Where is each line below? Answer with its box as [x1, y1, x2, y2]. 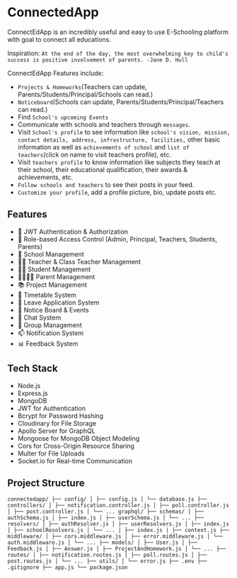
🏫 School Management [17, 249, 84, 259]
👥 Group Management [17, 320, 83, 329]
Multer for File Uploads [17, 449, 85, 458]
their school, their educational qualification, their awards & [17, 165, 188, 174]
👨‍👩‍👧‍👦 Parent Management [17, 272, 96, 280]
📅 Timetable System [17, 290, 76, 299]
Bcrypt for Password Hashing [17, 412, 104, 420]
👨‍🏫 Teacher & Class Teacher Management [17, 257, 141, 266]
